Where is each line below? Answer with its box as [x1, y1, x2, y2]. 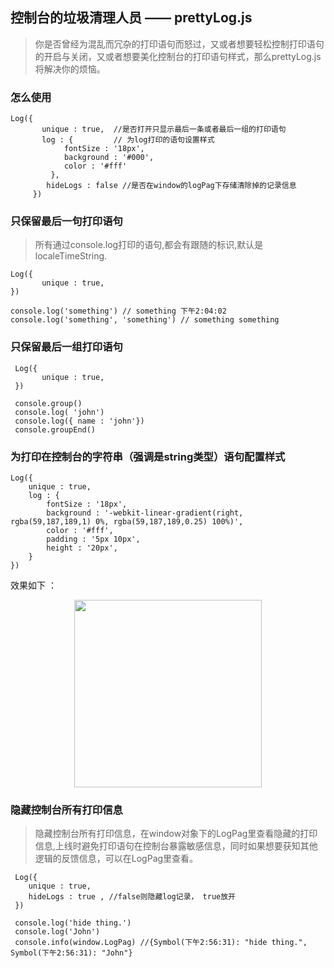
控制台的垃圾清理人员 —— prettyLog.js [10, 9, 253, 27]
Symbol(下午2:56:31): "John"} [10, 948, 133, 958]
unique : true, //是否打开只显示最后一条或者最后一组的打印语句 [41, 124, 287, 135]
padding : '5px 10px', [46, 534, 141, 544]
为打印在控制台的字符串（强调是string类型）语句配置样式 [10, 449, 286, 463]
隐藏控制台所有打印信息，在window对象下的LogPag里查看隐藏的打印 [34, 828, 318, 840]
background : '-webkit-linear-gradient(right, [46, 508, 244, 518]
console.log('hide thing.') [14, 918, 132, 928]
